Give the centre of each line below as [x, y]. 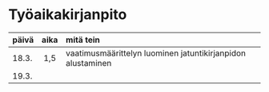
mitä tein [82, 40]
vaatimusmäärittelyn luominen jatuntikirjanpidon [156, 53]
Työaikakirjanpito [68, 15]
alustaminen [88, 63]
